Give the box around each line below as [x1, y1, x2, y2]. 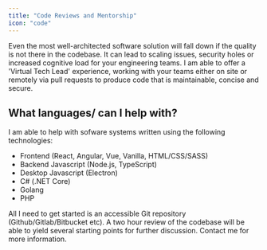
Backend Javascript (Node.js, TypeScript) [19, 160, 158, 170]
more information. [8, 234, 67, 244]
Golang [19, 185, 44, 195]
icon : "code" [8, 19, 52, 27]
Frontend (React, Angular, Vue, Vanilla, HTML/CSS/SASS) [19, 151, 209, 161]
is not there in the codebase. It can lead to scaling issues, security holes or [8, 49, 254, 59]
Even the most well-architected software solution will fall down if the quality [8, 41, 257, 50]
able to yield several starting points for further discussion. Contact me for [8, 226, 249, 236]
